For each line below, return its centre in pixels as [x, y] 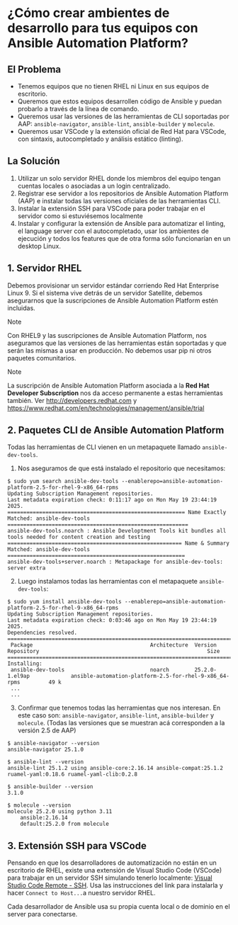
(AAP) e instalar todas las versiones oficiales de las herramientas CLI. [119, 200]
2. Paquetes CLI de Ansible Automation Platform [116, 430]
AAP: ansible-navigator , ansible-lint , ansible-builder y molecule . [116, 124]
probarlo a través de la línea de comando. [78, 109]
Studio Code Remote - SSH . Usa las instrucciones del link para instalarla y [115, 885]
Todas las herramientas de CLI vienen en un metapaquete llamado [104, 447]
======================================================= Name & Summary [119, 543]
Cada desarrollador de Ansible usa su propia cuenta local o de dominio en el [119, 907]
